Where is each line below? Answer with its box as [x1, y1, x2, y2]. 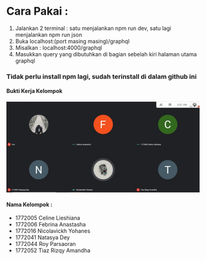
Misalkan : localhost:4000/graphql [15, 44, 102, 51]
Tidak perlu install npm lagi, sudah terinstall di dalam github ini [6, 72, 197, 81]
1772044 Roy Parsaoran [15, 240, 76, 248]
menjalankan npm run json [15, 31, 83, 38]
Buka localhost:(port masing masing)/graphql [15, 37, 130, 45]
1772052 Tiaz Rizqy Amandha [15, 247, 91, 254]
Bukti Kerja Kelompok [6, 87, 63, 95]
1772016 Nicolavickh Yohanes [15, 228, 91, 235]
